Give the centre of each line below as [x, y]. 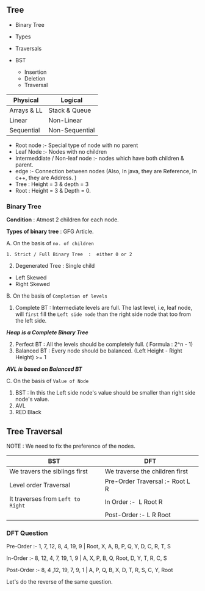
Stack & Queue [70, 110]
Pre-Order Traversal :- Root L [147, 481]
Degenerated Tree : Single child [55, 266]
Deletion [35, 78]
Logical [72, 100]
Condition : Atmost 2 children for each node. [63, 220]
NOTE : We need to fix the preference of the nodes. [71, 446]
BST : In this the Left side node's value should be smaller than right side [105, 393]
